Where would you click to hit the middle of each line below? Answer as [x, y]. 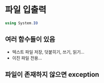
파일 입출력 [26, 10]
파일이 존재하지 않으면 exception [52, 75]
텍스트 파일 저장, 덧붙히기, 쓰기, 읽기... [48, 52]
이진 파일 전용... [27, 58]
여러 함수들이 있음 [30, 39]
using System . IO [21, 23]
